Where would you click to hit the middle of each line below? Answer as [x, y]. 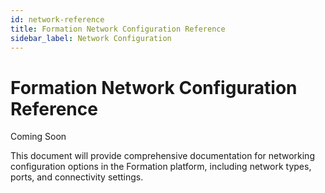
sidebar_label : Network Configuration [91, 38]
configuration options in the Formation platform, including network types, [161, 167]
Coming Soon [38, 137]
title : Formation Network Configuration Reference [118, 29]
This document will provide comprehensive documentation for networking [162, 156]
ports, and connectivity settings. [77, 177]
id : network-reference [57, 19]
